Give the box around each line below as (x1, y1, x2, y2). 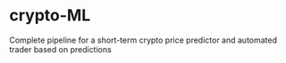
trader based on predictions (9, 43, 112, 54)
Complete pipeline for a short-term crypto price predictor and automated (9, 35, 278, 45)
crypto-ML (9, 5, 91, 26)
